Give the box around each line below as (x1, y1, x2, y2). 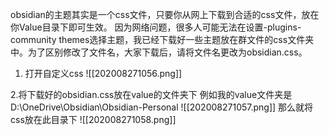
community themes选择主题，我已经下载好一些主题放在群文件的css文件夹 (10, 34, 315, 45)
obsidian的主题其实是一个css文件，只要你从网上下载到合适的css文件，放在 (10, 9, 320, 20)
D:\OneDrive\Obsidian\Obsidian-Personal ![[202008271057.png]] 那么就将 (10, 101, 314, 113)
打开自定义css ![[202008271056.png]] (24, 68, 183, 79)
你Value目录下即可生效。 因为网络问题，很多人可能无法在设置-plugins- (10, 21, 302, 33)
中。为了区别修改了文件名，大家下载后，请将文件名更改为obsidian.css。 (10, 46, 308, 58)
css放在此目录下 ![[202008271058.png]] (10, 114, 177, 125)
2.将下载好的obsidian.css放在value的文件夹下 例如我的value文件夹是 (10, 89, 293, 100)
